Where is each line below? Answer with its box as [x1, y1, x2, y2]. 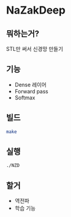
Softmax [14, 94, 35, 101]
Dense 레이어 [14, 81, 47, 88]
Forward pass [14, 88, 49, 95]
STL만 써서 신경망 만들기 [6, 46, 63, 52]
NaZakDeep [6, 4, 66, 17]
